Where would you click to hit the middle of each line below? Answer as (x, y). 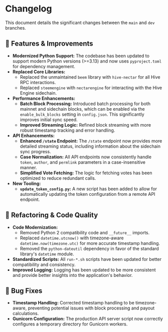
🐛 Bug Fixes (24, 291)
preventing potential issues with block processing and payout (91, 308)
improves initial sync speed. (49, 119)
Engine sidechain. (38, 93)
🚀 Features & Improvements (49, 44)
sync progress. (35, 151)
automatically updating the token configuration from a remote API (88, 194)
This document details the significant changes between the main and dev (80, 23)
